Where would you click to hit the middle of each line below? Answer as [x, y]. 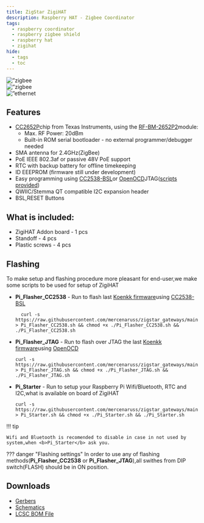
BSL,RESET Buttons [40, 198]
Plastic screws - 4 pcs [43, 245]
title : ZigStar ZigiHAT [37, 12]
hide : [13, 52]
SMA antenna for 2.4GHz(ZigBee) [57, 153]
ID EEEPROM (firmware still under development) [75, 172]
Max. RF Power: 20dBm [54, 133]
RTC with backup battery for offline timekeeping [75, 166]
